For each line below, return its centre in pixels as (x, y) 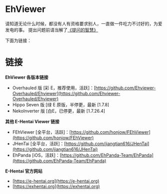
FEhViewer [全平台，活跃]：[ (42, 132)
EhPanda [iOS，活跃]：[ (37, 155)
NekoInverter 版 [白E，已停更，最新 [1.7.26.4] (59, 111)
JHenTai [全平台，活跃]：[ (39, 144)
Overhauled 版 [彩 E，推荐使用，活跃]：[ (54, 88)
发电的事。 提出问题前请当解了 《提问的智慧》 (52, 30)
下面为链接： (18, 40)
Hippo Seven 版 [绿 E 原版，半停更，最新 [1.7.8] (61, 104)
